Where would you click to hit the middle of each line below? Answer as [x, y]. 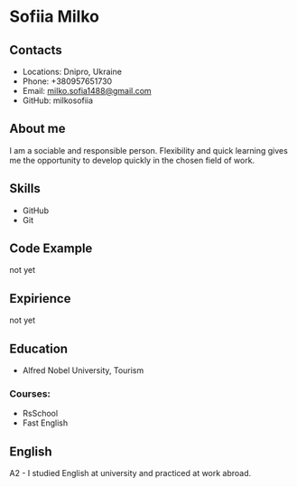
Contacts [36, 50]
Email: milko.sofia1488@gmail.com [87, 91]
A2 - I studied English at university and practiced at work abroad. [130, 473]
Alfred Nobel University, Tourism [83, 370]
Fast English [45, 423]
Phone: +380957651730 [67, 81]
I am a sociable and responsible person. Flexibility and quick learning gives [149, 150]
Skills [25, 188]
